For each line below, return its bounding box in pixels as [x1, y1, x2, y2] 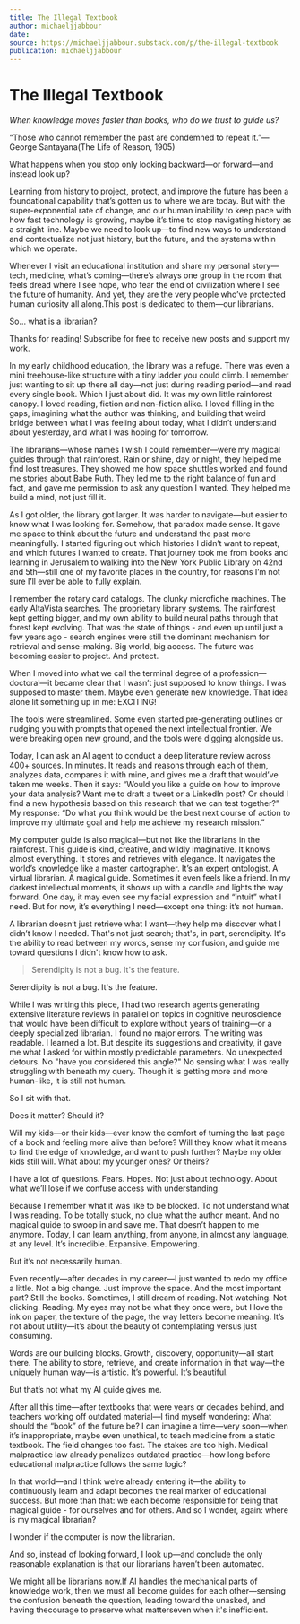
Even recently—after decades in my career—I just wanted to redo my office [9, 1273, 287, 1284]
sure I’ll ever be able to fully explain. [9, 576, 142, 587]
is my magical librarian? [9, 1515, 97, 1525]
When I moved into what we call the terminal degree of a [9, 668, 218, 679]
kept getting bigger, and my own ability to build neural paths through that [9, 612, 279, 623]
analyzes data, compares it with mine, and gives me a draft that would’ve [9, 769, 279, 780]
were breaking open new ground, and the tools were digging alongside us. [9, 733, 284, 744]
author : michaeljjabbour [9, 22, 102, 30]
